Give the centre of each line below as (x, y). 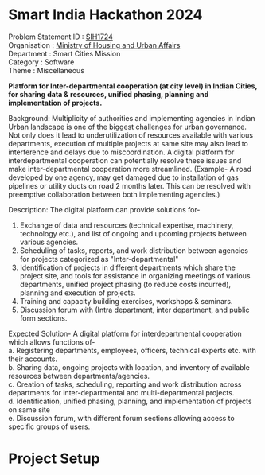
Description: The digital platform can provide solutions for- (104, 209)
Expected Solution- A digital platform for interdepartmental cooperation (125, 333)
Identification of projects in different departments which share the (128, 267)
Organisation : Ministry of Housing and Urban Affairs (94, 45)
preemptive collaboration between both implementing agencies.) (114, 194)
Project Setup (55, 459)
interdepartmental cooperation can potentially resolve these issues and (125, 160)
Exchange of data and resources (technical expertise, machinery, (127, 225)
